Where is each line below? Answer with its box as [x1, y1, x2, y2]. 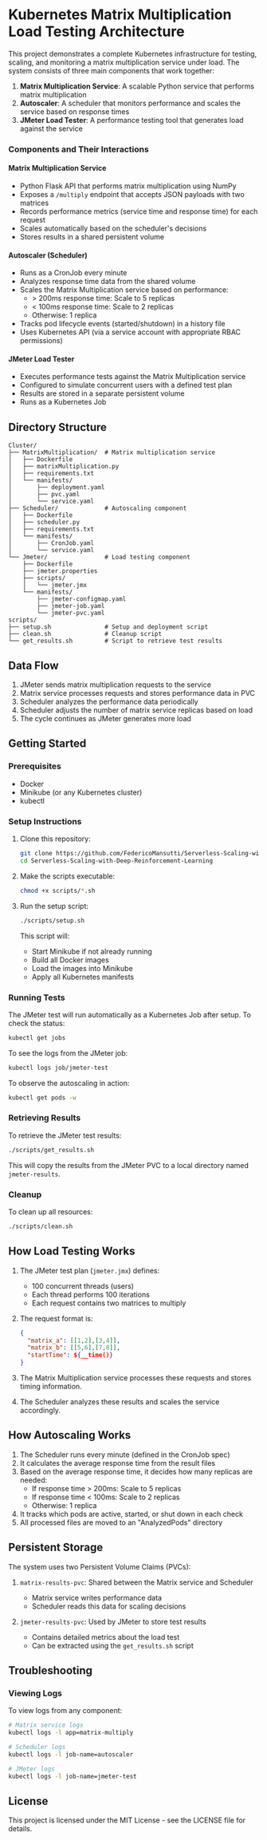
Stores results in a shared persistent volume [19, 232, 165, 242]
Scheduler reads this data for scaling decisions [31, 1601, 187, 1611]
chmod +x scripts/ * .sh [19, 886, 96, 894]
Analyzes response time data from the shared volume [19, 277, 196, 286]
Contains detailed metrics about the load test [31, 1632, 180, 1641]
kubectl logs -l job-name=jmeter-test [8, 1772, 137, 1780]
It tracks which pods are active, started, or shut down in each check [19, 1509, 243, 1518]
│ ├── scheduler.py [8, 519, 80, 527]
